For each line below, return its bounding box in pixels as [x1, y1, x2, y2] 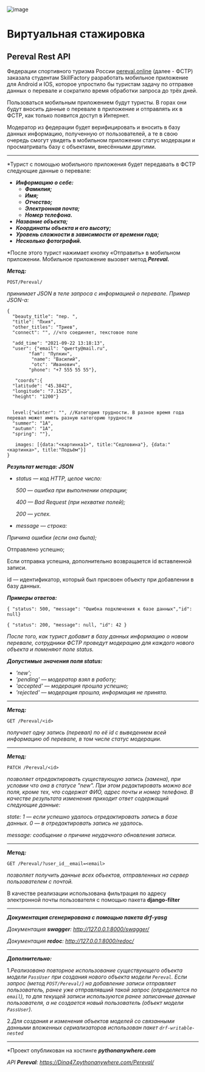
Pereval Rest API [7, 51, 71, 62]
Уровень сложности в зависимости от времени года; [15, 231, 159, 238]
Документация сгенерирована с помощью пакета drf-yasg [7, 914, 168, 921]
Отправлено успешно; [7, 546, 65, 553]
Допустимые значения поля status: [7, 658, 103, 664]
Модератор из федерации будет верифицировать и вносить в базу [7, 124, 181, 131]
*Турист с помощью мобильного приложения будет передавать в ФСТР [7, 160, 196, 168]
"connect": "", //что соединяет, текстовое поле [12, 329, 138, 336]
